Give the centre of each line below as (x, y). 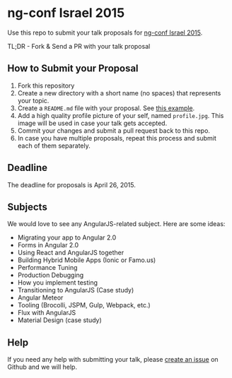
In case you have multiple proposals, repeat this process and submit (117, 138)
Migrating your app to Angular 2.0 (67, 237)
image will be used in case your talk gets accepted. (92, 123)
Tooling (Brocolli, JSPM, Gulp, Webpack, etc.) (84, 305)
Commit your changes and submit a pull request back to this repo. (114, 130)
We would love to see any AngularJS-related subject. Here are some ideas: (116, 224)
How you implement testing (57, 283)
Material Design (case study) (60, 320)
